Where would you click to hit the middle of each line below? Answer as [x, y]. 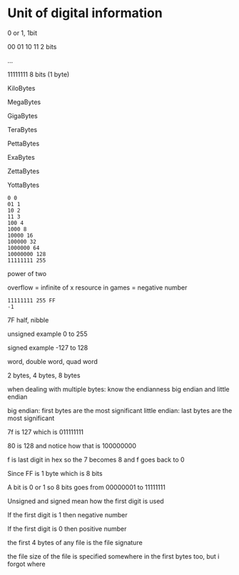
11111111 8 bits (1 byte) [39, 74]
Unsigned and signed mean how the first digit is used [86, 501]
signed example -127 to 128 [48, 347]
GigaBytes [22, 116]
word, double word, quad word [53, 361]
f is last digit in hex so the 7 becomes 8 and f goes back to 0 [96, 459]
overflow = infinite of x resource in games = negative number [97, 287]
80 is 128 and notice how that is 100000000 [72, 446]
